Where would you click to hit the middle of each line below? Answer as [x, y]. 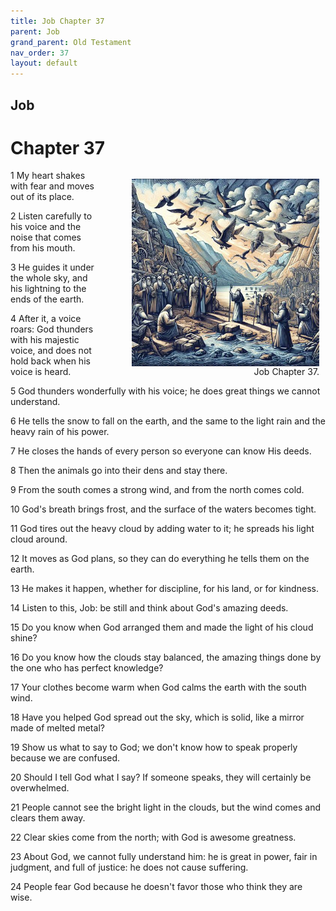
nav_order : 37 [40, 53]
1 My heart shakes [48, 176]
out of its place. [42, 197]
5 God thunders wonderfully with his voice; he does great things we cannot [165, 391]
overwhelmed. [40, 788]
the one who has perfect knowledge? [87, 668]
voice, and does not [51, 351]
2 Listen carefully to [51, 216]
